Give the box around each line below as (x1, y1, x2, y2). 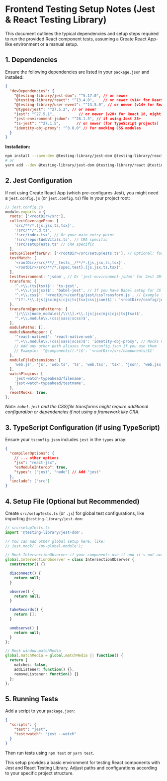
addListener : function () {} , (14, 667, 75, 672)
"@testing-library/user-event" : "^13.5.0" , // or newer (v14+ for (14, 102, 155, 108)
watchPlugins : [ (9, 371, 43, 377)
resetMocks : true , (9, 390, 48, 395)
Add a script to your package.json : (5, 708, 76, 714)
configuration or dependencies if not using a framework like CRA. (5, 409, 140, 415)
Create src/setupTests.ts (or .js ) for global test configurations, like (5, 510, 145, 516)
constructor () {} (9, 562, 46, 567)
